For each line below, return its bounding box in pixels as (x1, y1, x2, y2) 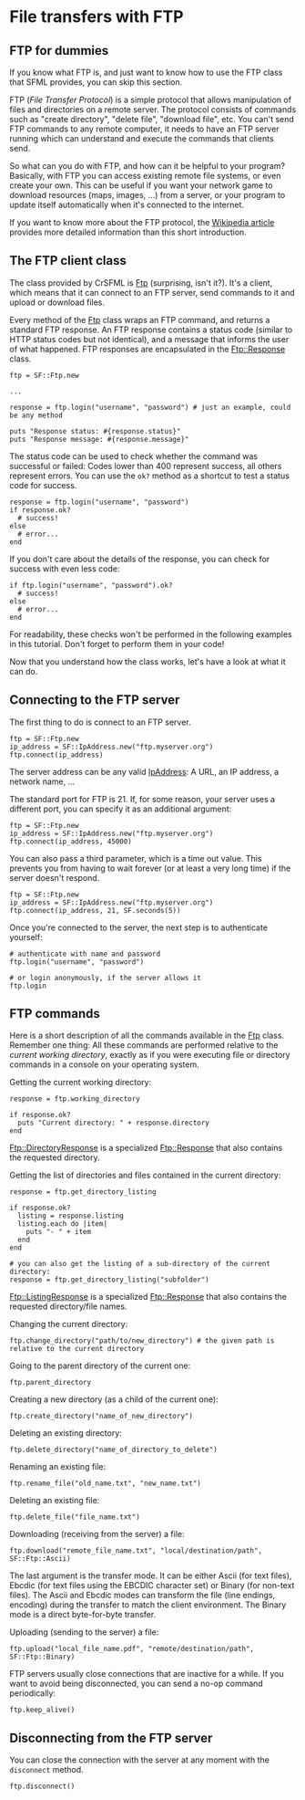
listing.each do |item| (17, 1219, 107, 1229)
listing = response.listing (17, 1211, 125, 1220)
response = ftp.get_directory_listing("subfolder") (9, 1275, 209, 1284)
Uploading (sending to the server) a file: (9, 1627, 159, 1638)
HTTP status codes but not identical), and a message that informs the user (9, 333, 290, 344)
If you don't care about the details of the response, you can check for (9, 553, 270, 564)
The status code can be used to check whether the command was (9, 450, 258, 462)
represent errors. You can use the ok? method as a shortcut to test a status (9, 470, 290, 481)
